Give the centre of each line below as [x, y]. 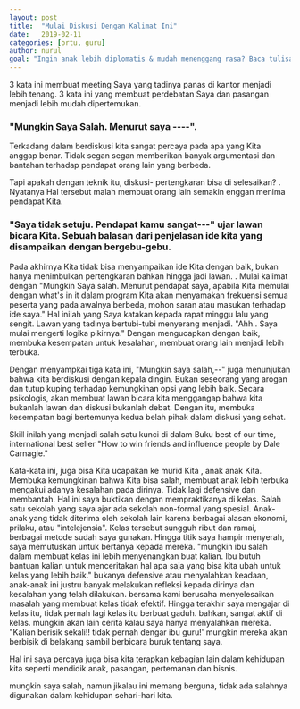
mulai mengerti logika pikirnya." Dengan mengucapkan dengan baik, [135, 333]
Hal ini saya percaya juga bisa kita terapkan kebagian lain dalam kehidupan [147, 659]
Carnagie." [29, 453]
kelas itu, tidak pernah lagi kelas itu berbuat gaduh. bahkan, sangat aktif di [146, 612]
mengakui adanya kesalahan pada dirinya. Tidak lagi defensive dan [133, 489]
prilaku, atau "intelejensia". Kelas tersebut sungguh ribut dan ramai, [133, 528]
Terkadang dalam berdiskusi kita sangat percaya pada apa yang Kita [135, 146]
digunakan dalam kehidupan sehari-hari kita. [91, 695]
